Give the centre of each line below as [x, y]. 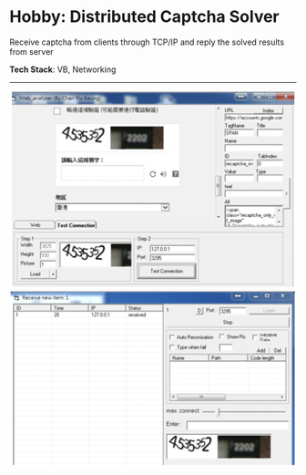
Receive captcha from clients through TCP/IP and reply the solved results [147, 42]
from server [31, 51]
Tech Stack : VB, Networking [63, 69]
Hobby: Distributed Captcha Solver [144, 17]
